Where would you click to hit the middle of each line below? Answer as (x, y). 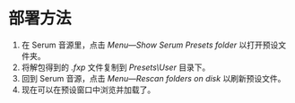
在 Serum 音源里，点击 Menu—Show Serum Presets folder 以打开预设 (150, 45)
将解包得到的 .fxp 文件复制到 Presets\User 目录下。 (116, 67)
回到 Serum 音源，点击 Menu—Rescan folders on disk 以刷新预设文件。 (153, 78)
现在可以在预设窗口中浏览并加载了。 (88, 90)
